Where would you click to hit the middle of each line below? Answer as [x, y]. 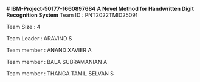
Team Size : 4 [23, 27]
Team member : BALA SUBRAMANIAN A [57, 62]
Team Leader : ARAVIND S [39, 38]
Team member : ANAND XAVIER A [49, 50]
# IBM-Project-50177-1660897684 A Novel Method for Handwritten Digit [100, 9]
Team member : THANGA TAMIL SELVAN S [60, 74]
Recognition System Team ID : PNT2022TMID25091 [72, 15]
